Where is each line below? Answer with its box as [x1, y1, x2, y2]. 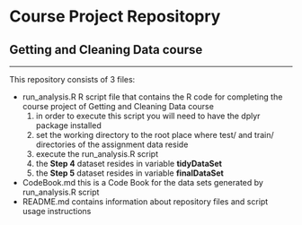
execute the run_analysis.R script [35, 149, 159, 159]
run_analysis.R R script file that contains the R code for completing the [22, 91, 283, 102]
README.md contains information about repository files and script [22, 196, 269, 207]
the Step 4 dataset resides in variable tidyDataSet [35, 159, 223, 169]
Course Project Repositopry [9, 6, 221, 27]
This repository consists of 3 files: [9, 74, 136, 84]
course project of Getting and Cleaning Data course [22, 101, 214, 111]
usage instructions [22, 206, 92, 216]
